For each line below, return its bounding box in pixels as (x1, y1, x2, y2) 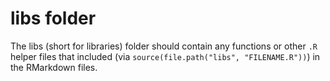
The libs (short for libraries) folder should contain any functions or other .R (10, 40, 318, 52)
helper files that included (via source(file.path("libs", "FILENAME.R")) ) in (10, 50, 321, 62)
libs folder (10, 7, 97, 30)
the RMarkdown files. (10, 61, 98, 73)
